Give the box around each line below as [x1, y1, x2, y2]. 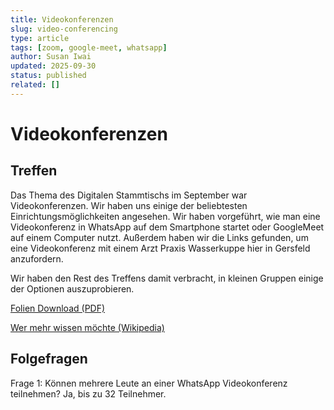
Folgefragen [10, 351, 88, 368]
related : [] [10, 80, 60, 90]
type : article [10, 33, 70, 43]
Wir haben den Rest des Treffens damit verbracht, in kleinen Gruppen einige [10, 272, 324, 284]
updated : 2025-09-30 [10, 61, 97, 71]
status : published [10, 71, 87, 81]
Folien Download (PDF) [10, 302, 106, 314]
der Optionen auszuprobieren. [10, 282, 135, 295]
